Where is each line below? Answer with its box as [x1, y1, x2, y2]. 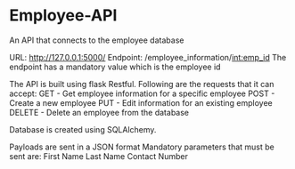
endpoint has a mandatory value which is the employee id [9, 61, 221, 72]
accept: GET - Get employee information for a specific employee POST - [9, 88, 275, 99]
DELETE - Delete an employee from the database [9, 107, 190, 117]
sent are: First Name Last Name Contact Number [9, 150, 189, 161]
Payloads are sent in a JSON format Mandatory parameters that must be [9, 141, 275, 152]
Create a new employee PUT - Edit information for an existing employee [9, 97, 274, 108]
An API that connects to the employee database [9, 35, 184, 45]
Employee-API [9, 5, 118, 26]
